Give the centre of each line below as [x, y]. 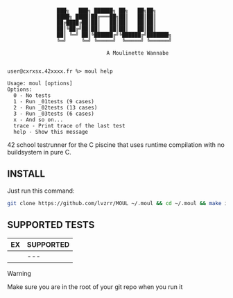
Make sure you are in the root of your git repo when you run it [95, 287]
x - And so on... [38, 120]
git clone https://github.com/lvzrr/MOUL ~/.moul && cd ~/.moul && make [114, 203]
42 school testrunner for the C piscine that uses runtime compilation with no [116, 145]
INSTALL [26, 174]
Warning [19, 273]
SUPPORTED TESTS [51, 225]
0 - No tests [32, 96]
